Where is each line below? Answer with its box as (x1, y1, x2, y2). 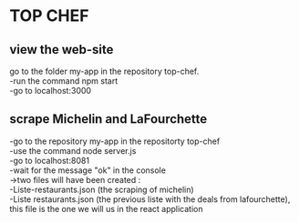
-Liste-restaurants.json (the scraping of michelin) (9, 184, 194, 195)
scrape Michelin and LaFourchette (9, 111, 208, 127)
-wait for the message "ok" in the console (9, 165, 167, 176)
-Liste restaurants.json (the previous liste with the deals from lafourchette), (9, 193, 291, 205)
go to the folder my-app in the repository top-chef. (9, 66, 200, 76)
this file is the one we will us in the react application (9, 203, 203, 214)
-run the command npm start (9, 76, 119, 86)
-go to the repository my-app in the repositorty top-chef (9, 136, 221, 147)
